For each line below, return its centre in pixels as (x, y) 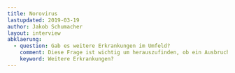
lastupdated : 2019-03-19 (43, 20)
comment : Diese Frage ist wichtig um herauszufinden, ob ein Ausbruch (125, 53)
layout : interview (34, 33)
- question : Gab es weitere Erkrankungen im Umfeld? (92, 46)
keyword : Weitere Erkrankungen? (67, 59)
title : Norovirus (33, 14)
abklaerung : (24, 40)
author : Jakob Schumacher (45, 26)
